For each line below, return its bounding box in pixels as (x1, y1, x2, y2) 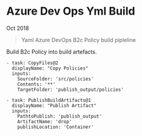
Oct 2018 (6, 24, 29, 32)
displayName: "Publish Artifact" (12, 102, 97, 109)
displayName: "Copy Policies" (12, 65, 88, 71)
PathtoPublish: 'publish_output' (17, 113, 102, 120)
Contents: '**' (17, 81, 56, 87)
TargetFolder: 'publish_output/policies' (17, 87, 124, 93)
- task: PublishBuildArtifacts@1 (6, 97, 91, 103)
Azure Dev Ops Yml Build (6, 4, 135, 18)
